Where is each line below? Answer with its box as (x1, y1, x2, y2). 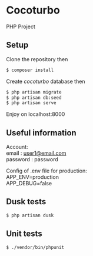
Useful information (6, 128, 77, 138)
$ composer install (6, 67, 54, 73)
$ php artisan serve (6, 100, 57, 106)
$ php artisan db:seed (6, 95, 62, 101)
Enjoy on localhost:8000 (6, 111, 65, 118)
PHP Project (6, 23, 35, 30)
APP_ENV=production (6, 174, 59, 181)
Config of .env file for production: (6, 167, 87, 174)
